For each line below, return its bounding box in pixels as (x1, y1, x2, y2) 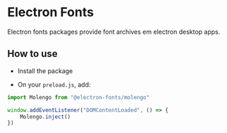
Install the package (17, 66, 73, 75)
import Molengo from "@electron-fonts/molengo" (7, 94, 150, 101)
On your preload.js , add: (17, 80, 91, 89)
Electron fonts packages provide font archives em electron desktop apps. (7, 27, 221, 36)
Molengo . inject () (20, 113, 71, 120)
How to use (7, 48, 58, 60)
